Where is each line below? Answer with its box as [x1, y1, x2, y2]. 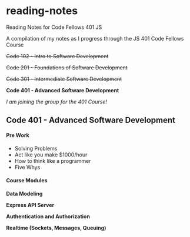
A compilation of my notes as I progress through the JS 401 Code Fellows [6, 35, 184, 42]
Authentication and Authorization [6, 213, 90, 220]
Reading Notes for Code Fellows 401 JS [6, 24, 102, 31]
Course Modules [6, 177, 48, 184]
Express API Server [6, 201, 55, 208]
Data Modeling [6, 190, 43, 197]
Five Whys [14, 163, 41, 171]
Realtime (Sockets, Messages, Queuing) [6, 224, 106, 231]
